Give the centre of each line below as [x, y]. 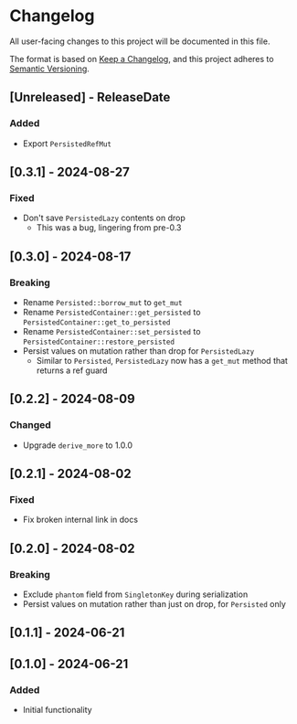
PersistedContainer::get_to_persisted [96, 323]
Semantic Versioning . [49, 69]
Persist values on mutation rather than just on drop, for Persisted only [154, 604]
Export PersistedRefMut [67, 144]
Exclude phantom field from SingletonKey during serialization [135, 594]
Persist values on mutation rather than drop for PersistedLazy [138, 351]
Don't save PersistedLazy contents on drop [104, 218]
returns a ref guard [72, 370]
